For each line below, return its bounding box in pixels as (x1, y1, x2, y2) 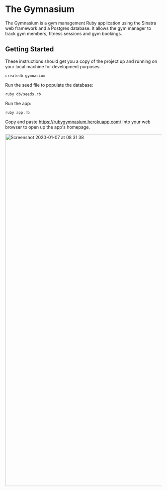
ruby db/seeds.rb (5, 91, 41, 97)
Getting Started (5, 45, 54, 53)
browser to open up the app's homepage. (5, 124, 90, 130)
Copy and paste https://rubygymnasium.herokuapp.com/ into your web (5, 119, 151, 125)
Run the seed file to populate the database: (5, 82, 93, 88)
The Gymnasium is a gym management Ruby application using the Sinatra (5, 20, 157, 26)
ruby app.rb (5, 110, 30, 115)
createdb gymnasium (5, 73, 46, 78)
